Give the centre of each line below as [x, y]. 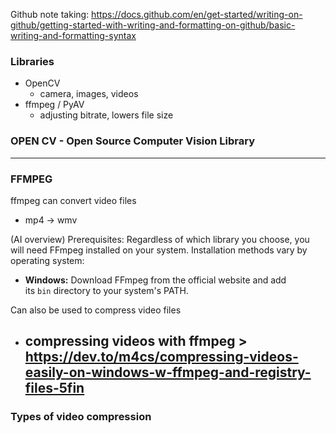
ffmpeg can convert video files [73, 200]
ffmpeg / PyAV [54, 105]
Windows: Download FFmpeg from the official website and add [155, 280]
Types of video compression [81, 417]
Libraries [32, 61]
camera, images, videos [89, 94]
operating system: [47, 260]
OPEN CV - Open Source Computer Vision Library [133, 141]
